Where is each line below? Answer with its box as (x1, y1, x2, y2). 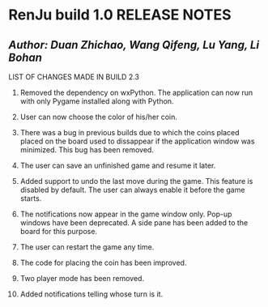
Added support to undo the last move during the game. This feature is (19, 177, 253, 185)
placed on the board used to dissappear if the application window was (19, 136, 255, 146)
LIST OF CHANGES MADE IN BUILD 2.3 (8, 72, 140, 82)
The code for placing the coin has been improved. (19, 258, 187, 267)
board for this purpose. (19, 227, 98, 236)
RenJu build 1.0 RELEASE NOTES (8, 6, 232, 24)
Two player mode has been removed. (19, 274, 144, 283)
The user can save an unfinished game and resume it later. (19, 160, 216, 170)
